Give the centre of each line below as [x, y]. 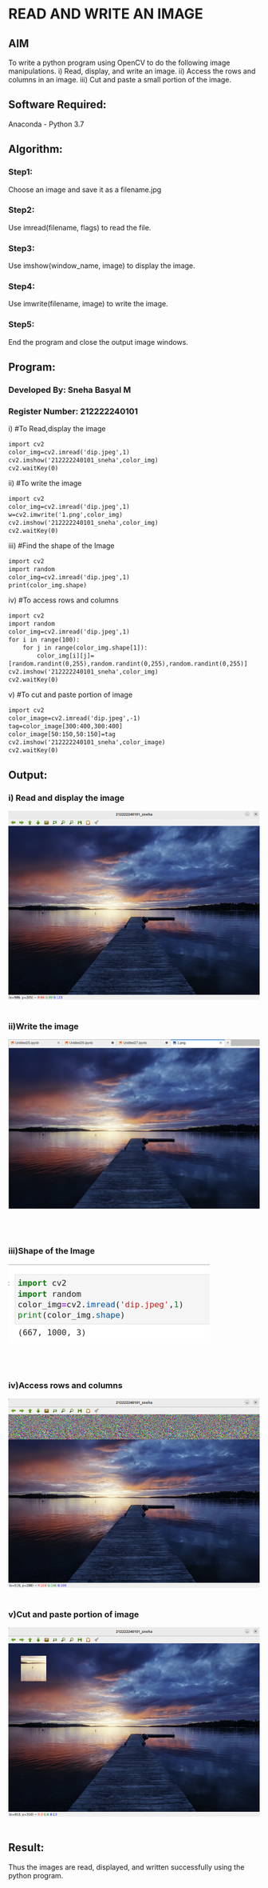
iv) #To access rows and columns [63, 600]
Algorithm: [35, 149]
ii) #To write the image [45, 483]
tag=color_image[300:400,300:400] [66, 726]
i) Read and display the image [67, 798]
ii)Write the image [43, 1026]
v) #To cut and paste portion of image [71, 695]
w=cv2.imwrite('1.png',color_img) [66, 515]
